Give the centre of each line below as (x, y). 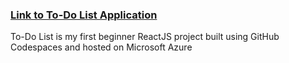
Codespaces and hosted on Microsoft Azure (101, 47)
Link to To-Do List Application (84, 15)
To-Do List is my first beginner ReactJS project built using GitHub (145, 37)
